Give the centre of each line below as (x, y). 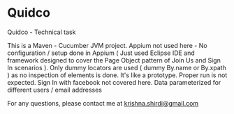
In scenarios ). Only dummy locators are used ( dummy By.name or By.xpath (117, 67)
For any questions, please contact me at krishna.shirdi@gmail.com (103, 103)
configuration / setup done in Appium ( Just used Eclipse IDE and (101, 53)
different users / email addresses (55, 90)
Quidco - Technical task (42, 32)
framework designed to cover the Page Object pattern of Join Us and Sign (114, 60)
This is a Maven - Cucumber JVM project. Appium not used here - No (107, 45)
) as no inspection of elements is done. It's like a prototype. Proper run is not (117, 75)
